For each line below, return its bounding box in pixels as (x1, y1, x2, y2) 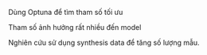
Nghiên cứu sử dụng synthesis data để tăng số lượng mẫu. (8, 38, 201, 47)
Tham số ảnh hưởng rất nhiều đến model (8, 23, 142, 31)
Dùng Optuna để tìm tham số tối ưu (8, 8, 123, 16)
